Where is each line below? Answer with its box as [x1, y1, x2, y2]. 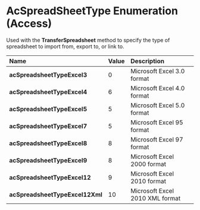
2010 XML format [130, 194, 181, 202]
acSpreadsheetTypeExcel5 [9, 105, 87, 113]
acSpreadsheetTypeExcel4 [9, 87, 87, 96]
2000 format [130, 159, 167, 168]
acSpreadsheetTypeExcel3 [9, 70, 87, 79]
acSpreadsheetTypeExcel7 [9, 122, 87, 130]
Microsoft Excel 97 [130, 135, 183, 143]
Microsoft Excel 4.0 [130, 84, 185, 92]
